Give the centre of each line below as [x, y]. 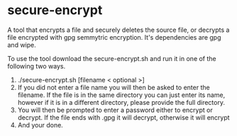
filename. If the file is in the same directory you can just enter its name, [121, 95]
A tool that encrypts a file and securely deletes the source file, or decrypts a [118, 30]
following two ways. [37, 66]
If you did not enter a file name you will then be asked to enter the [114, 87]
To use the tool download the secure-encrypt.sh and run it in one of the [112, 58]
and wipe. [22, 45]
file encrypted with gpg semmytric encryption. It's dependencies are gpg [114, 37]
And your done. [40, 125]
